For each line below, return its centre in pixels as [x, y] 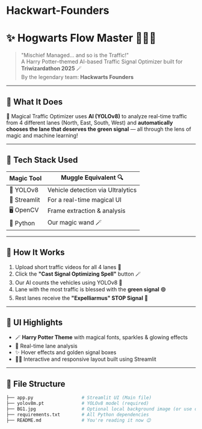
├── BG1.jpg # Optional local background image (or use [99, 409]
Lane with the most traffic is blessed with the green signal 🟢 [90, 289]
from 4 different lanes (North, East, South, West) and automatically [90, 122]
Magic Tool [26, 179]
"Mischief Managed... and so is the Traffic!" [75, 56]
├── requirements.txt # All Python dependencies [78, 415]
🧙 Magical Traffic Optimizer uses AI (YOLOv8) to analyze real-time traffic [97, 116]
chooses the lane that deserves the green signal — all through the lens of [99, 129]
